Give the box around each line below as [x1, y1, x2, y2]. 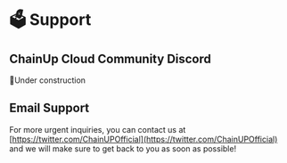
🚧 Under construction [9, 75, 86, 86]
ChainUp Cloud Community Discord [9, 51, 212, 66]
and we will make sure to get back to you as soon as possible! [9, 143, 237, 154]
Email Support [9, 101, 90, 116]
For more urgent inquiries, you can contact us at [9, 124, 186, 134]
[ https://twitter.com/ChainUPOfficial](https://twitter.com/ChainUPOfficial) [9, 134, 278, 144]
